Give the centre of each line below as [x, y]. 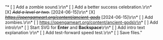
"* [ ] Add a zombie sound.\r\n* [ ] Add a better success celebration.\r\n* [79, 7]
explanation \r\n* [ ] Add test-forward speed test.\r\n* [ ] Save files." [74, 33]
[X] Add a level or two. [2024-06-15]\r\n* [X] [50, 12]
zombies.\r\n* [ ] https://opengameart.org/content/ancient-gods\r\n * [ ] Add [82, 22]
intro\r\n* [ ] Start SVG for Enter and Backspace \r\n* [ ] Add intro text [75, 27]
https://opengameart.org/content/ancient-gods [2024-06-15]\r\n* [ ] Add [79, 17]
